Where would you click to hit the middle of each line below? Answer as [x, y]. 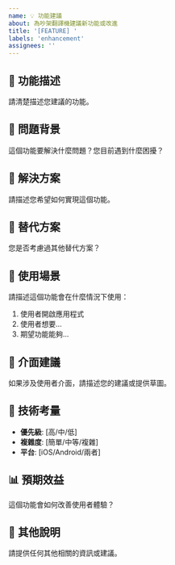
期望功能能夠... [44, 334]
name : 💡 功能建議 [35, 16]
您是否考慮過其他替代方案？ [54, 248]
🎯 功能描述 [34, 80]
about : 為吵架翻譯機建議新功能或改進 [63, 23]
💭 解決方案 [34, 178]
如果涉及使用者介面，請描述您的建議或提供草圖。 [90, 383]
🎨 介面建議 [34, 362]
